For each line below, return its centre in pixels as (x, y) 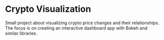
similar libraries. (21, 33)
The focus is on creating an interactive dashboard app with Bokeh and (76, 28)
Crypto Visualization (48, 9)
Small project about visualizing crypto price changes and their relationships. (82, 23)
